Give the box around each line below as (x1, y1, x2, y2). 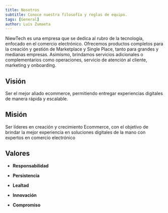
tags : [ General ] (5, 17, 39, 22)
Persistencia (12, 173, 40, 179)
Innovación (12, 192, 37, 198)
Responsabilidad (12, 162, 49, 168)
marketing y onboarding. (5, 62, 57, 68)
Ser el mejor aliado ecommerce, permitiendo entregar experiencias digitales (5, 91, 163, 97)
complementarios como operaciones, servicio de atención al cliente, (5, 57, 147, 63)
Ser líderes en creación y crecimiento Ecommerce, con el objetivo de (5, 123, 149, 130)
